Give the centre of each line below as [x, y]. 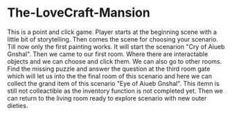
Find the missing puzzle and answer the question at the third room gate [109, 69]
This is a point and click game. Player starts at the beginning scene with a [112, 32]
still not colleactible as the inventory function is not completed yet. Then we [115, 91]
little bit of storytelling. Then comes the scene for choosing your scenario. [113, 39]
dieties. [18, 105]
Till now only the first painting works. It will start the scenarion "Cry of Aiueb [116, 46]
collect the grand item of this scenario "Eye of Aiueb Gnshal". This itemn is [113, 83]
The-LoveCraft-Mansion [79, 13]
